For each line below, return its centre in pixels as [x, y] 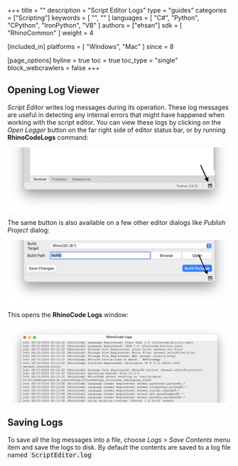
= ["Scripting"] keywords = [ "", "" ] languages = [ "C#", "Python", [103, 18]
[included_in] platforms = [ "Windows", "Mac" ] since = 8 [91, 46]
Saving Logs [35, 422]
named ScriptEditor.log [49, 455]
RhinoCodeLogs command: [48, 137]
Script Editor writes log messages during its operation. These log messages [118, 107]
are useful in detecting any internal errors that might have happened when [116, 115]
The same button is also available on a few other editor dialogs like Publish [117, 222]
